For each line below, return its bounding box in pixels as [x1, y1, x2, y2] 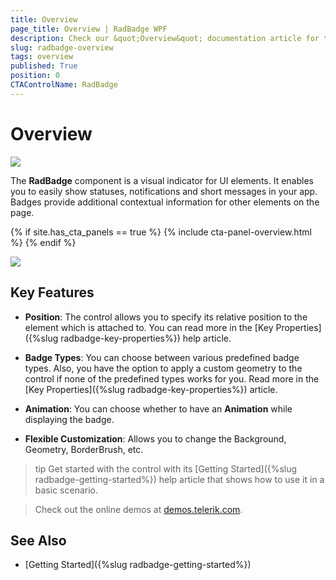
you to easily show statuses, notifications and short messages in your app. [10, 185, 318, 197]
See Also [10, 532, 67, 549]
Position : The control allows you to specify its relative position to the [24, 311, 308, 323]
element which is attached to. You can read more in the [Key [24, 321, 274, 333]
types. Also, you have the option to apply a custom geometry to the [24, 362, 303, 374]
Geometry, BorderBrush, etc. [24, 443, 144, 455]
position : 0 [10, 71, 60, 81]
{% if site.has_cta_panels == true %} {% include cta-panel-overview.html [10, 226, 312, 238]
